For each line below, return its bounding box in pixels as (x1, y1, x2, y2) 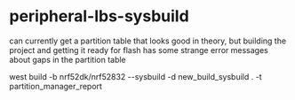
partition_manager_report (9, 81, 102, 91)
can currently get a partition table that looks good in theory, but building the (9, 35, 287, 46)
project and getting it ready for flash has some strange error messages (9, 44, 268, 55)
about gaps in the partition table (9, 54, 126, 65)
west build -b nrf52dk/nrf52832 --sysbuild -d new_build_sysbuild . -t (9, 71, 262, 81)
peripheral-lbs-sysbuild (9, 6, 189, 27)
